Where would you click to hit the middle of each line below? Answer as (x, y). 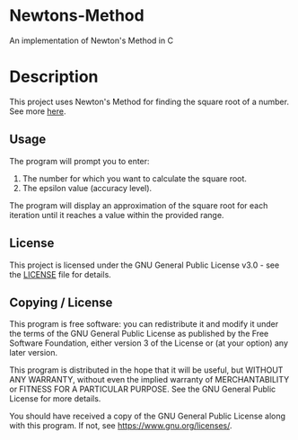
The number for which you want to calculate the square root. (134, 178)
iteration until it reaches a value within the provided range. (117, 215)
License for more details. (55, 399)
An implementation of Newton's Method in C (91, 40)
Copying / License (61, 302)
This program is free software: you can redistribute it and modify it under (144, 324)
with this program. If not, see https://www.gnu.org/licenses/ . (121, 426)
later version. (34, 353)
